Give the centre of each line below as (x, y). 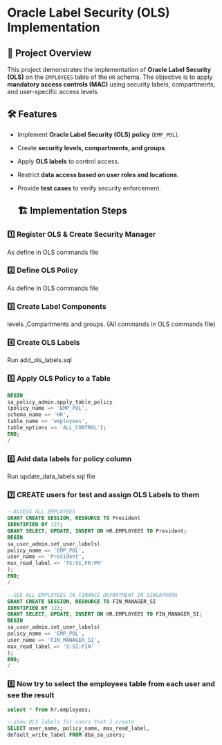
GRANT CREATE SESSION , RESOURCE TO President (74, 518)
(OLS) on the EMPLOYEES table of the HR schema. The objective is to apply (110, 77)
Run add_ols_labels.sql (40, 360)
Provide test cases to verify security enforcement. (89, 188)
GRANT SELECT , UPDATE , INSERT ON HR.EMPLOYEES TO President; (97, 531)
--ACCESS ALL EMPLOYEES (41, 512)
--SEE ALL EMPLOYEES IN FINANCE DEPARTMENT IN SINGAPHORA (92, 595)
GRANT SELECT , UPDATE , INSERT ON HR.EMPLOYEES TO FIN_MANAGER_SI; (105, 614)
